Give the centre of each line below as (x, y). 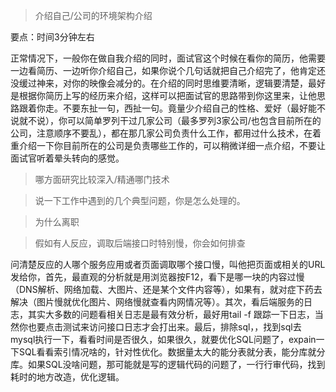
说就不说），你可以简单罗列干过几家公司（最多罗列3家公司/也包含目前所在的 (166, 120)
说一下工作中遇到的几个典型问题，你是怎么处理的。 (140, 200)
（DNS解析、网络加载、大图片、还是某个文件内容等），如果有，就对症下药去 (166, 289)
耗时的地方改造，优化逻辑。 (67, 377)
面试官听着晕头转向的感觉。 (67, 158)
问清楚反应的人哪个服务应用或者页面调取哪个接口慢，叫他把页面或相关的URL (168, 264)
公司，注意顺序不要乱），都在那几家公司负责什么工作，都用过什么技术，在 (161, 133)
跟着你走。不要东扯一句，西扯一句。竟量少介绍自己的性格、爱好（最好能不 (172, 108)
